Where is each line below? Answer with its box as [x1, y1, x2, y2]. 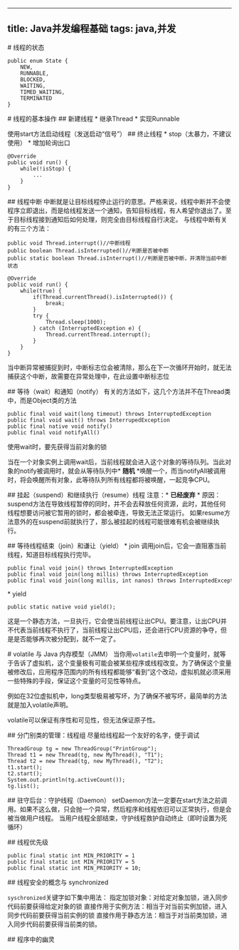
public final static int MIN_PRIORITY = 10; [7, 864, 142, 872]
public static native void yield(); [7, 603, 116, 611]
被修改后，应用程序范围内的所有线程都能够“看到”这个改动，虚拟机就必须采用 [7, 668, 231, 676]
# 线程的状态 [7, 43, 45, 51]
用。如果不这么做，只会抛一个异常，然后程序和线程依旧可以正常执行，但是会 [7, 805, 232, 813]
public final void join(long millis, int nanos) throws [7, 577, 176, 584]
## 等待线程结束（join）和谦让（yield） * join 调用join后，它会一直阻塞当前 [7, 541, 227, 550]
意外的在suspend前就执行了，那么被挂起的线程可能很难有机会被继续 [13, 517, 213, 526]
